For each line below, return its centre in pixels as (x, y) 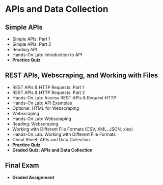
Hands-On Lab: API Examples (42, 103)
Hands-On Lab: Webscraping (42, 119)
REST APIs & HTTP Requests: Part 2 (48, 92)
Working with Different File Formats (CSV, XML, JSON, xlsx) (73, 129)
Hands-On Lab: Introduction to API (47, 55)
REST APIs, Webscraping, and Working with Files (81, 76)
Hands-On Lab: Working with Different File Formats (64, 134)
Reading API (25, 49)
